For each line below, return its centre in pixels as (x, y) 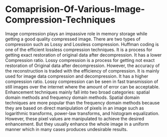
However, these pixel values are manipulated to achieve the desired (75, 118)
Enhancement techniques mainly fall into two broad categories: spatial (77, 92)
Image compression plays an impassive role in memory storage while (76, 33)
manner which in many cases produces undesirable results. (66, 129)
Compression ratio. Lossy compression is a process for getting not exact (80, 60)
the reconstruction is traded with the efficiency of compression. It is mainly (82, 70)
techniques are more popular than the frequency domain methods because (82, 102)
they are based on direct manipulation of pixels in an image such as (74, 108)
